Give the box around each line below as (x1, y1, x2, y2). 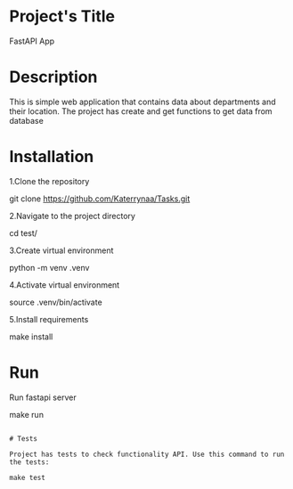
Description (9, 67, 98, 87)
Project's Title (9, 6, 116, 27)
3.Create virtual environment (9, 245, 114, 256)
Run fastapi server (9, 392, 77, 403)
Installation (9, 147, 94, 167)
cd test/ (9, 227, 38, 238)
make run (9, 409, 45, 420)
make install (9, 331, 53, 342)
